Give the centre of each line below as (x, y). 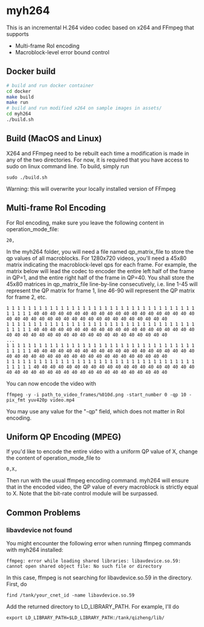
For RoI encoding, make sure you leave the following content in (85, 223)
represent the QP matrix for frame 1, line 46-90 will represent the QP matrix (100, 290)
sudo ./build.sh (27, 177)
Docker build (31, 72)
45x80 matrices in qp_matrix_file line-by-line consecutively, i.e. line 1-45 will (102, 284)
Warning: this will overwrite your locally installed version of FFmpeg (91, 188)
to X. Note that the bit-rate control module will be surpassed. (82, 493)
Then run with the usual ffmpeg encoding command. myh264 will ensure (98, 481)
